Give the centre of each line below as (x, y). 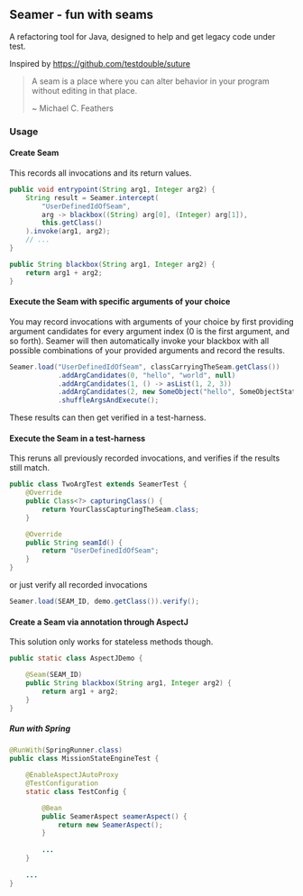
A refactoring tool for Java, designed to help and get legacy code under (142, 36)
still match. (29, 468)
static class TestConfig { (76, 791)
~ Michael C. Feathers (73, 108)
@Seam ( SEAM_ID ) (54, 675)
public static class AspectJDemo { (76, 658)
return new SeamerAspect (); (110, 825)
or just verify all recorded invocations (78, 585)
